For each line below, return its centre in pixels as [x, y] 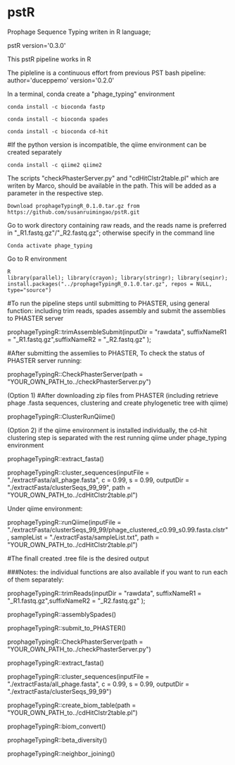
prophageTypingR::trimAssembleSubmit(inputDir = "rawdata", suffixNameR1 [117, 331]
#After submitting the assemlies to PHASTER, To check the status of [106, 353]
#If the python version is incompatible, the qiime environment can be [107, 145]
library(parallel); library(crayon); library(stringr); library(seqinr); [118, 278]
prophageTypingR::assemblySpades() [62, 614]
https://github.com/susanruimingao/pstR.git [74, 212]
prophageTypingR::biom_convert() [57, 726]
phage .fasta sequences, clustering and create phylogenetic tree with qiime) [118, 403]
